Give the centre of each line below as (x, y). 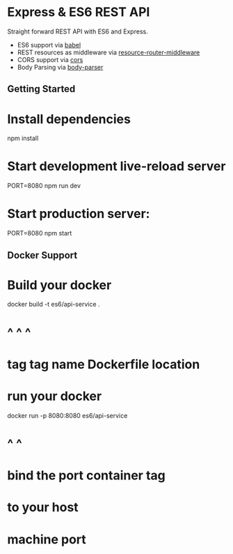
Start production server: (79, 214)
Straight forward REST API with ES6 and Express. (78, 31)
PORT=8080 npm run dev (44, 186)
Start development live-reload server (116, 166)
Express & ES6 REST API (79, 12)
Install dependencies (69, 119)
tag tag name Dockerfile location (104, 364)
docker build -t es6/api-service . (54, 305)
